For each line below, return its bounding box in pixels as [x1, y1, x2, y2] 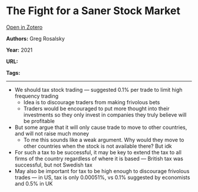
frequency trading [14, 92, 59, 100]
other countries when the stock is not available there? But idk [23, 143, 172, 150]
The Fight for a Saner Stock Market [6, 4, 181, 18]
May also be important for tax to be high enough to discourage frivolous [14, 167, 190, 174]
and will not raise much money [14, 130, 90, 137]
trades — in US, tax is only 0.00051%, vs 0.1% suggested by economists [14, 174, 190, 181]
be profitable [23, 117, 55, 124]
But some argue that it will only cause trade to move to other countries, [14, 124, 187, 131]
